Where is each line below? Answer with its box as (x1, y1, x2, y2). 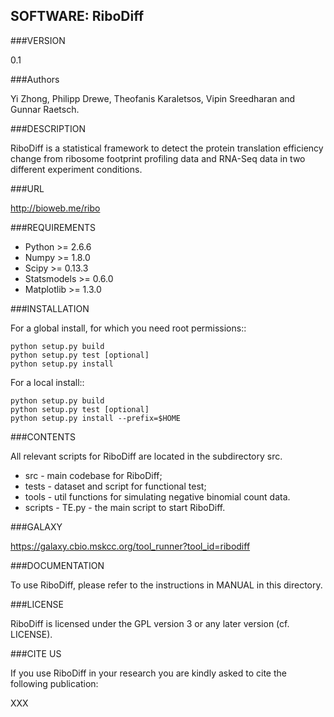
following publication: (10, 677, 99, 689)
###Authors (10, 73, 60, 85)
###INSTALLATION (10, 302, 90, 314)
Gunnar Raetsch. (10, 103, 80, 115)
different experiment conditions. (10, 163, 143, 175)
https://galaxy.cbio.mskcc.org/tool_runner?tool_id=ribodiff (10, 540, 251, 552)
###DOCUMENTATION (10, 559, 105, 571)
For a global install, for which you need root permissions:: (10, 322, 247, 334)
